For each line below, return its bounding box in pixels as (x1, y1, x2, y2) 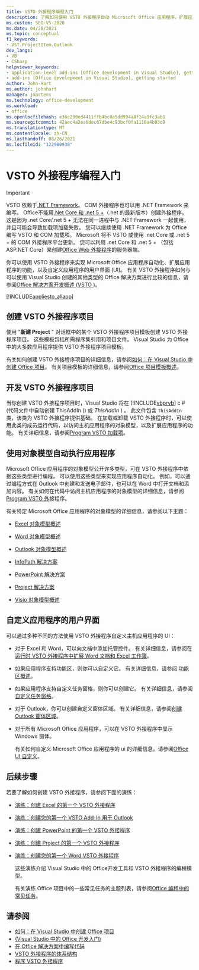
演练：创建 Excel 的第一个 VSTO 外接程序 (14, 801, 115, 808)
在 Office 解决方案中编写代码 (14, 943, 85, 950)
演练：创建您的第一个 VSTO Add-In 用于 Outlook (14, 813, 133, 821)
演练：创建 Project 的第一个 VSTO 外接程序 (14, 839, 120, 846)
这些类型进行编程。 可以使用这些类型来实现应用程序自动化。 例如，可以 (11, 473, 185, 480)
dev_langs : (6, 48, 33, 54)
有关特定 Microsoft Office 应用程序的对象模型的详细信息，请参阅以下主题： (6, 508, 189, 515)
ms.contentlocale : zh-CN (6, 130, 68, 137)
